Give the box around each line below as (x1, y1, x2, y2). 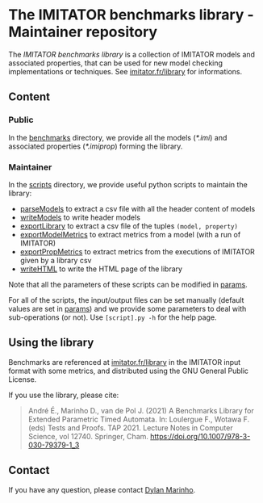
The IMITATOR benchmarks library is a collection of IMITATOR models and (8, 49, 256, 59)
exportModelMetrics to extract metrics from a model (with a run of (19, 229, 241, 239)
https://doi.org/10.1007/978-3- (150, 431, 251, 441)
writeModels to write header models (19, 212, 141, 222)
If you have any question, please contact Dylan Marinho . (8, 484, 196, 494)
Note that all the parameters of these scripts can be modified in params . (8, 279, 248, 289)
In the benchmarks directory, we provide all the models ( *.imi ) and (8, 132, 228, 142)
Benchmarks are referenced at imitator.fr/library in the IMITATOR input (8, 357, 241, 367)
